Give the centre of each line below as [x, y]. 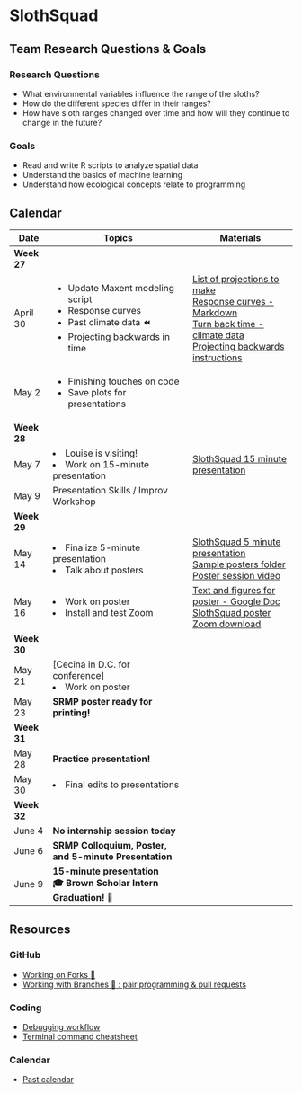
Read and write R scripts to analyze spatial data [110, 165]
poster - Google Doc [236, 601]
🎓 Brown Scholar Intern [106, 883]
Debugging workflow [61, 1026]
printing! [71, 713]
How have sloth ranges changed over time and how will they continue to [156, 112]
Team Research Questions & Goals [108, 49]
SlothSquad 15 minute [240, 458]
